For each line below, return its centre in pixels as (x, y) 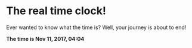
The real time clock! (56, 11)
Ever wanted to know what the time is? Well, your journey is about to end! (96, 27)
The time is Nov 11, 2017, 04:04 (45, 39)
